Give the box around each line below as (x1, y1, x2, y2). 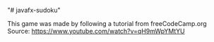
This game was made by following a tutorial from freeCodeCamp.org (7, 20, 207, 27)
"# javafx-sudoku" (7, 6, 61, 14)
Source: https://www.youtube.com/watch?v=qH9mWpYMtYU (7, 27, 185, 35)
